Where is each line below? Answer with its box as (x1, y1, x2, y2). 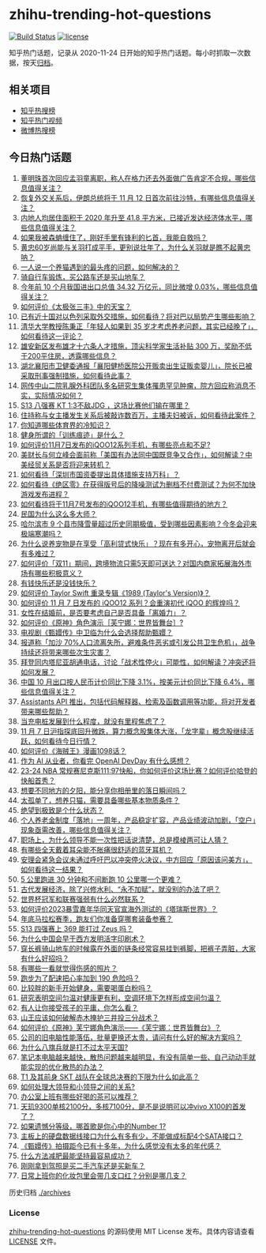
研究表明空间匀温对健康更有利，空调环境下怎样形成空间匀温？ (20, 993, 222, 1003)
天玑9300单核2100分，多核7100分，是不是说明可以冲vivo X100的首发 (20, 1101, 247, 1111)
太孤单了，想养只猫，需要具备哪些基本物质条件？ (20, 796, 180, 805)
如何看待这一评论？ (20, 331, 84, 341)
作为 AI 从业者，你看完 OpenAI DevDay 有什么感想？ (20, 756, 191, 766)
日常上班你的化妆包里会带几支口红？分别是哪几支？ (20, 1171, 187, 1180)
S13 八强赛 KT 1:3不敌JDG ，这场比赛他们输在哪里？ (20, 401, 190, 410)
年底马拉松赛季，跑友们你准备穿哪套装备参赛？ (20, 914, 173, 924)
